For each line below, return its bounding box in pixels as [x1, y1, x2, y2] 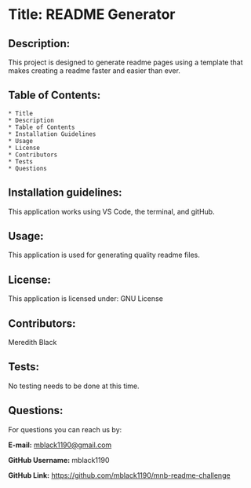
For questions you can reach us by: [8, 424, 122, 434]
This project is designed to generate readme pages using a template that [8, 57, 243, 67]
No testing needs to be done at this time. [8, 381, 140, 391]
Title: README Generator [8, 6, 176, 24]
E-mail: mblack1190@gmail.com [8, 440, 112, 449]
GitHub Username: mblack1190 [8, 455, 110, 464]
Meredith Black [8, 338, 57, 347]
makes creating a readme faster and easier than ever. [8, 66, 180, 75]
